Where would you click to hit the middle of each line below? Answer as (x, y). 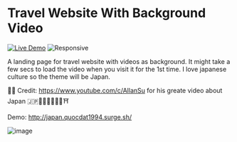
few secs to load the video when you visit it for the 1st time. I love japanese (117, 69)
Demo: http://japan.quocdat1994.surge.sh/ (70, 117)
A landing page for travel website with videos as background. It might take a (119, 61)
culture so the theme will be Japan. (59, 77)
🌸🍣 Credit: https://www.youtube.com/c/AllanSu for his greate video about (115, 90)
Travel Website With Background (107, 13)
